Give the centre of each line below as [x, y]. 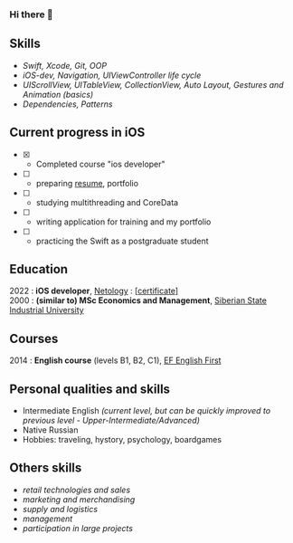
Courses [34, 338]
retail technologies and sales [76, 490]
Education [39, 269]
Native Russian [50, 430]
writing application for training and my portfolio [123, 222]
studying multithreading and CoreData [107, 202]
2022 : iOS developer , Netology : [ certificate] [94, 291]
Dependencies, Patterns [67, 104]
